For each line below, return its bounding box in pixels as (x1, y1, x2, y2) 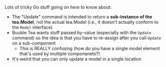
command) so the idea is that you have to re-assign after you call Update (12, 35, 161, 41)
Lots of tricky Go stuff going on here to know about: (5, 4, 112, 10)
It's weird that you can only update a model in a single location (12, 56, 141, 62)
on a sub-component (12, 40, 56, 46)
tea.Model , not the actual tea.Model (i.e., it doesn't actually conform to (12, 19, 159, 25)
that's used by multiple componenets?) (19, 51, 100, 57)
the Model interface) (12, 24, 53, 30)
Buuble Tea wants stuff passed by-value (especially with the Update (12, 30, 151, 35)
